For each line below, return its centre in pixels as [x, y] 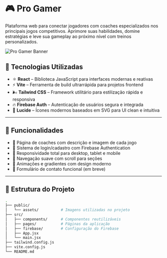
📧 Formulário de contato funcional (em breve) [59, 169]
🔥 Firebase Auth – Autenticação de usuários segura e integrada [78, 105]
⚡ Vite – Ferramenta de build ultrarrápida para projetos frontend [78, 85]
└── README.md [20, 252]
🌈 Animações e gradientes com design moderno [62, 163]
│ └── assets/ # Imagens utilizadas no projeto [68, 210]
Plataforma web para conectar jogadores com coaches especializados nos [82, 26]
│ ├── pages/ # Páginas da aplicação [58, 224]
